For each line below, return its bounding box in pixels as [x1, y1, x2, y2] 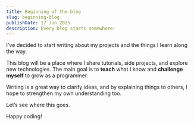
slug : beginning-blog [6, 14, 60, 20]
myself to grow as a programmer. [6, 72, 89, 79]
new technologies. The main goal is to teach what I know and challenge [6, 66, 183, 73]
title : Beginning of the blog [6, 8, 82, 15]
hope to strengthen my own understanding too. [6, 90, 122, 97]
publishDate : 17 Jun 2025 [6, 20, 70, 26]
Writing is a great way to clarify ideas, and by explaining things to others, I [6, 84, 187, 91]
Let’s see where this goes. [6, 102, 70, 109]
